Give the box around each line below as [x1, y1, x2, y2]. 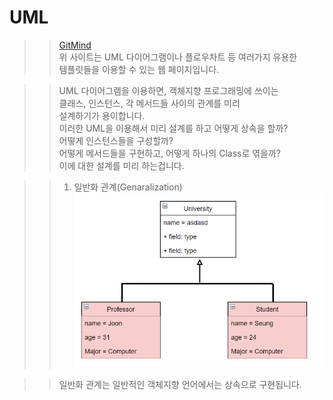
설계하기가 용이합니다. [58, 109, 146, 121]
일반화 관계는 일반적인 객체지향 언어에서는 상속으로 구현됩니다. [58, 378, 302, 390]
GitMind [58, 39, 92, 51]
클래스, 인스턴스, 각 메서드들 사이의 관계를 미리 [58, 97, 241, 109]
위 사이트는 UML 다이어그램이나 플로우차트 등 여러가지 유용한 [58, 51, 298, 63]
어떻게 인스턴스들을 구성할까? [58, 134, 174, 146]
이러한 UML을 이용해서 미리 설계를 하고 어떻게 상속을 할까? [58, 122, 289, 134]
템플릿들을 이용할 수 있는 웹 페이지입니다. [58, 63, 220, 75]
